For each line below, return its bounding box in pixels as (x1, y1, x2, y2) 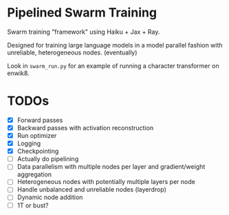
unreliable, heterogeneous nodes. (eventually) (7, 48, 138, 57)
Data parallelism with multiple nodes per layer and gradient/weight (17, 163, 206, 171)
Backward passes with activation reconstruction (17, 123, 153, 132)
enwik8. (7, 69, 30, 77)
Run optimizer (17, 132, 57, 139)
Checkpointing (17, 147, 59, 156)
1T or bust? (17, 201, 50, 209)
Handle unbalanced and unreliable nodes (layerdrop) (17, 185, 166, 194)
